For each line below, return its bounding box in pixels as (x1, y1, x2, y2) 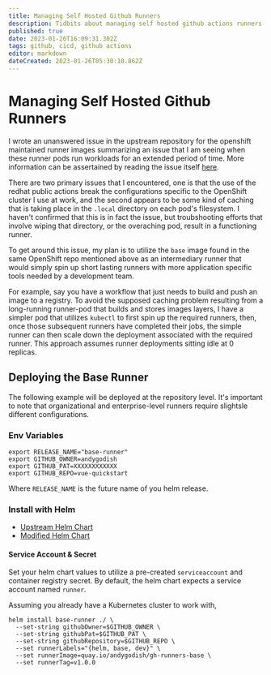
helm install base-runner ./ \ (8, 616, 114, 625)
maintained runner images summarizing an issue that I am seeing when (8, 144, 246, 154)
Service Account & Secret (8, 549, 97, 559)
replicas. (8, 346, 37, 357)
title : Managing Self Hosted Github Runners (8, 11, 161, 20)
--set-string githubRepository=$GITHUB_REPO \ (15, 638, 176, 646)
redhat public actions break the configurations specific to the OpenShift (8, 186, 248, 196)
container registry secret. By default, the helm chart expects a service (8, 576, 242, 586)
